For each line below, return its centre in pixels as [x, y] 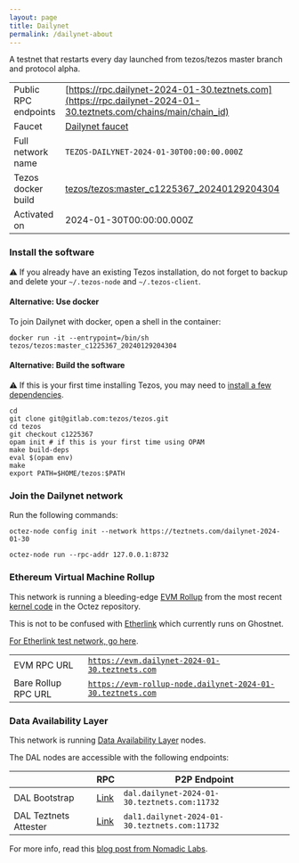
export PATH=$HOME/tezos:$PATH [67, 473]
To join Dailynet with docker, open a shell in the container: [115, 321]
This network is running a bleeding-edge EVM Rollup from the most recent [145, 596]
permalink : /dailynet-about [61, 34]
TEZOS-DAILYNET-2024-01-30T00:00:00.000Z [154, 152]
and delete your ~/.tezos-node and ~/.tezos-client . [105, 281]
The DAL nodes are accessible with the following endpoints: [119, 757]
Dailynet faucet [97, 127]
